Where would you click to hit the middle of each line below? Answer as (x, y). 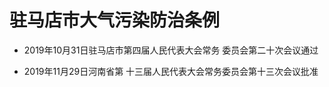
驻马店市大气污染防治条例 (115, 20)
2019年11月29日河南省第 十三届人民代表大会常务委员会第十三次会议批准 (171, 71)
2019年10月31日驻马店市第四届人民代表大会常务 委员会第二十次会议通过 (171, 50)
